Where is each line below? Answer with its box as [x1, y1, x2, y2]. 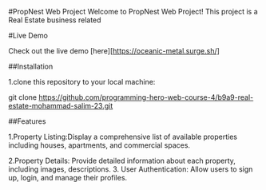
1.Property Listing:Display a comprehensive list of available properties [8, 132, 238, 141]
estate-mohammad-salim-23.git [8, 101, 113, 110]
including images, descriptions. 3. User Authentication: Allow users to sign [8, 164, 253, 174]
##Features [8, 117, 46, 126]
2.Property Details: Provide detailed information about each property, [8, 156, 236, 165]
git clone [8, 93, 38, 102]
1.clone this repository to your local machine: [8, 77, 156, 86]
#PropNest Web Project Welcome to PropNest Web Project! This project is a [8, 7, 258, 16]
